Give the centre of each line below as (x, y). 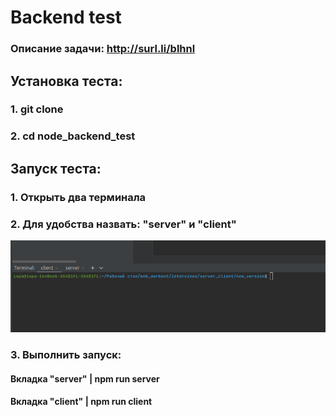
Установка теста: (66, 81)
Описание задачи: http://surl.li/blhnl (103, 49)
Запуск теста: (56, 168)
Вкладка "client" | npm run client (81, 402)
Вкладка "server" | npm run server (85, 378)
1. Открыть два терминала (78, 197)
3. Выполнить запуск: (66, 354)
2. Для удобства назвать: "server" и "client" (123, 224)
